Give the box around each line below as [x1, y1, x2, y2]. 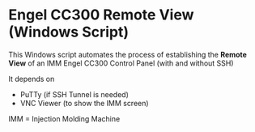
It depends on [8, 74, 55, 83]
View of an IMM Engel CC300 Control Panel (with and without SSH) [8, 58, 234, 68]
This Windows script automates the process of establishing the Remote [8, 49, 247, 59]
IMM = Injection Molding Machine [8, 113, 121, 123]
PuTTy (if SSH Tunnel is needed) [19, 89, 130, 99]
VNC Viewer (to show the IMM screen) [19, 98, 149, 108]
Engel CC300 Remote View [8, 6, 194, 24]
